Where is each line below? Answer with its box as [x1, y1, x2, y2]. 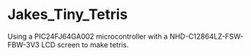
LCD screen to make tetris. [41, 39, 129, 49]
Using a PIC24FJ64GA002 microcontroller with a [7, 32, 169, 41]
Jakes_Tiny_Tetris [7, 6, 129, 24]
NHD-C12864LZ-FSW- [169, 32, 245, 41]
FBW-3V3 [7, 39, 40, 49]
